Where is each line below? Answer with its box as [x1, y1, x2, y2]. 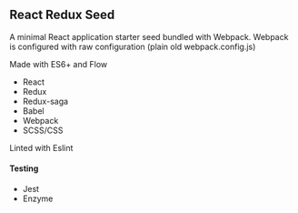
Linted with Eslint [9, 142, 74, 153]
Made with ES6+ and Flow [9, 58, 107, 69]
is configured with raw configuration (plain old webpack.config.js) [9, 41, 256, 52]
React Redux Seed [9, 7, 115, 23]
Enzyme [22, 193, 54, 204]
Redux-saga [22, 96, 69, 106]
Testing [9, 163, 39, 174]
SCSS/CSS [22, 125, 64, 136]
